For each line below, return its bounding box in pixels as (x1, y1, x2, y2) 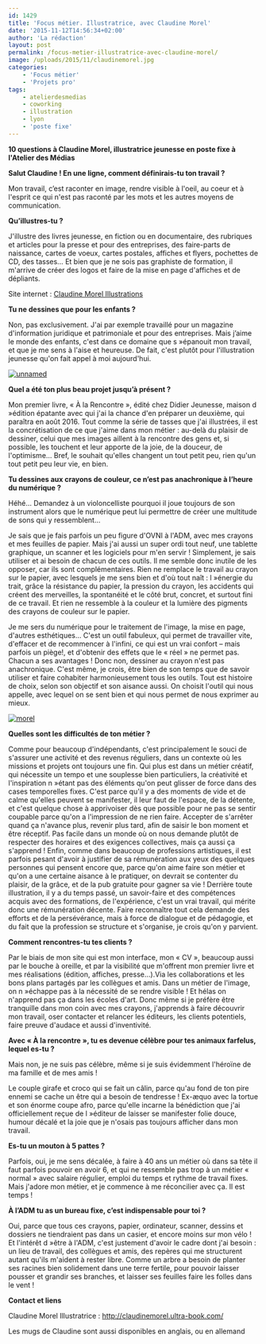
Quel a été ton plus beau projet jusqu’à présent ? (8, 384, 172, 394)
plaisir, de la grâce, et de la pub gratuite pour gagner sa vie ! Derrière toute (8, 880, 253, 889)
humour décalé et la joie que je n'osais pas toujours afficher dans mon (8, 1117, 238, 1126)
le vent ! (8, 1280, 35, 1289)
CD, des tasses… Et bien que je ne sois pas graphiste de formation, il (8, 256, 233, 266)
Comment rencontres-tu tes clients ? (8, 937, 133, 946)
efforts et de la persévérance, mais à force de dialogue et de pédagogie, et (8, 913, 253, 923)
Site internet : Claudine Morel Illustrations (8, 289, 144, 298)
